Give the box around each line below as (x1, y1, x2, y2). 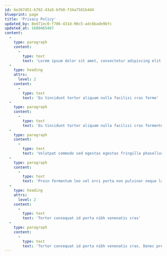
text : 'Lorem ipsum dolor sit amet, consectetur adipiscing (22, 58, 150, 63)
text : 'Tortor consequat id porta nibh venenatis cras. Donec (22, 244, 155, 249)
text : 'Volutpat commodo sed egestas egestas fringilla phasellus (22, 151, 164, 156)
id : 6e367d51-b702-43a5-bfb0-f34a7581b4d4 (4, 7, 94, 12)
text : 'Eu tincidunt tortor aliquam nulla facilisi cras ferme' (22, 95, 159, 100)
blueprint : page (4, 12, 38, 17)
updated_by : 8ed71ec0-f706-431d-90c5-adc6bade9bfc (4, 21, 112, 26)
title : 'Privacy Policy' (4, 16, 56, 21)
